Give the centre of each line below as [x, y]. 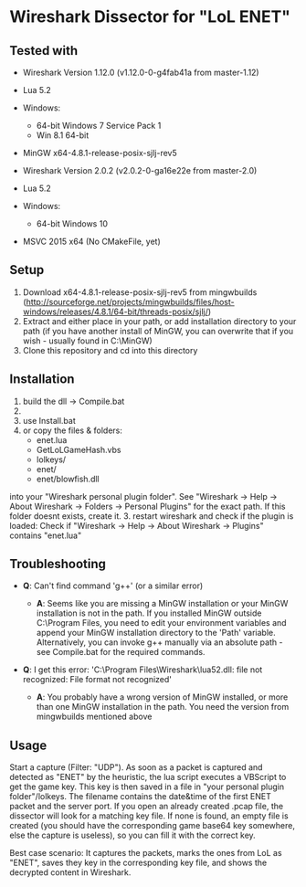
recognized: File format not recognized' [97, 680]
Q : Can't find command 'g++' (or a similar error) [113, 586]
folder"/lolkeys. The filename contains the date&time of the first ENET [140, 797]
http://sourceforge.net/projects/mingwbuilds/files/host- [130, 301]
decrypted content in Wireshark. [70, 872]
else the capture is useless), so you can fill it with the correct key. [132, 835]
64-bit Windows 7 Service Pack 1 [99, 126]
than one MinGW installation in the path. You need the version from [163, 707]
